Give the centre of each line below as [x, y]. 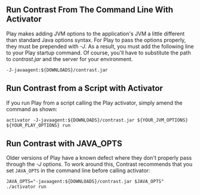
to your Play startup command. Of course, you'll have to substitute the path [99, 53]
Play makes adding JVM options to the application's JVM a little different [96, 33]
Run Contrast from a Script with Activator [84, 88]
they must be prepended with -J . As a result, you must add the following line [100, 46]
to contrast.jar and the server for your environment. [70, 59]
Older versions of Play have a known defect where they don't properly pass [99, 158]
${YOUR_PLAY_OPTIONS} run [38, 125]
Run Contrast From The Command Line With [90, 10]
